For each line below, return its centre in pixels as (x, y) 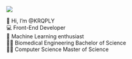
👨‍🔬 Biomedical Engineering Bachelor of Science (66, 43)
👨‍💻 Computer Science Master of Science (57, 49)
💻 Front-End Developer (36, 28)
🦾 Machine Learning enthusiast (45, 36)
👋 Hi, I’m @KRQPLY (30, 21)
